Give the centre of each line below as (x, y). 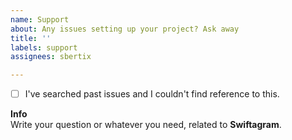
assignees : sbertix (51, 57)
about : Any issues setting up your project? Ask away (125, 29)
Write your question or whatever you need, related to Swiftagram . (146, 125)
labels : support (44, 47)
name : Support (40, 19)
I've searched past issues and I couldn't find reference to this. (152, 94)
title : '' (31, 38)
